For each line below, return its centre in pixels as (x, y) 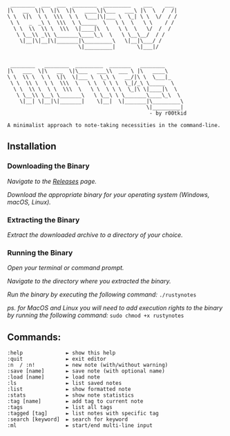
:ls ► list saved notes (65, 383)
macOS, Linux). (29, 202)
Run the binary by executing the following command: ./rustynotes (102, 294)
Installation (32, 146)
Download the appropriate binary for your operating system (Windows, (108, 194)
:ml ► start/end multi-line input (80, 426)
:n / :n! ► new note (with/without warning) (88, 365)
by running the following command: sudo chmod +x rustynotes (96, 315)
